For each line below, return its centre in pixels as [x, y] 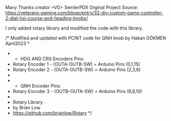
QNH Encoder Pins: [41, 86]
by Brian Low [27, 107]
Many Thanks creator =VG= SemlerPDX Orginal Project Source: [72, 7]
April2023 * [17, 43]
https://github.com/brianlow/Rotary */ [52, 113]
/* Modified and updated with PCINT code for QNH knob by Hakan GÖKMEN [86, 38]
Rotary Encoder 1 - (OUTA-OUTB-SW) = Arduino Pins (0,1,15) [76, 64]
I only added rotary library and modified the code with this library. [74, 28]
